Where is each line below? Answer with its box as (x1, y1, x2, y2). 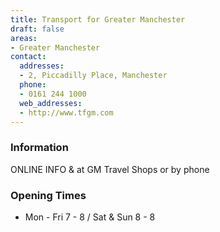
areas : (10, 33, 38, 43)
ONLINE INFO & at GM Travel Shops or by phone (10, 163, 210, 175)
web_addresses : (19, 98, 83, 108)
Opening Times (10, 188, 87, 202)
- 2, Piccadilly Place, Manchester (19, 71, 168, 81)
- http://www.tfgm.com (19, 107, 114, 118)
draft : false (10, 24, 65, 34)
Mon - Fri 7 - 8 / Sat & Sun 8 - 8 (24, 211, 156, 223)
